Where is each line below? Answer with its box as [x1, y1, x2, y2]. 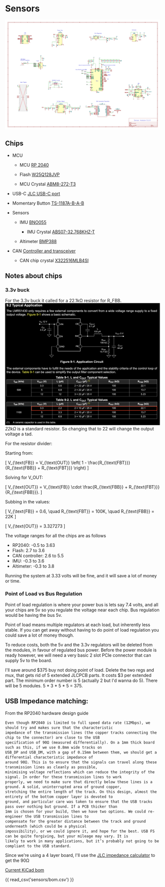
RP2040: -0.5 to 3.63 [12, 542, 55, 548]
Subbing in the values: [5, 499, 51, 505]
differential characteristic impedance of [5, 755, 93, 760]
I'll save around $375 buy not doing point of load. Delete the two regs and [5, 667, 154, 673]
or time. [5, 578, 21, 584]
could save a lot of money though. [5, 632, 74, 638]
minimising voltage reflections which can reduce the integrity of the [5, 770, 155, 775]
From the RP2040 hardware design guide [5, 710, 89, 716]
